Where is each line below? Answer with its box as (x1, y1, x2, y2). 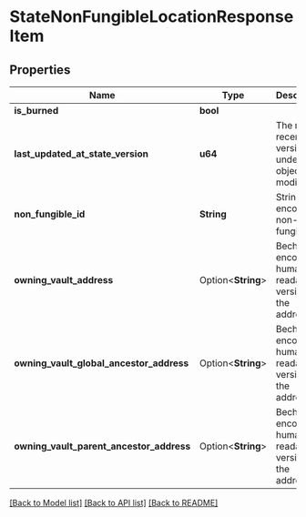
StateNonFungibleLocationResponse (9, 6, 294, 27)
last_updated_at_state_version (14, 147, 148, 160)
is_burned (14, 105, 59, 117)
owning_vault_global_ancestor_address (14, 357, 189, 370)
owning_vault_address (14, 274, 114, 286)
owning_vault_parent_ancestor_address (14, 440, 191, 452)
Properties (9, 62, 71, 77)
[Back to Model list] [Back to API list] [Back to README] (9, 498, 219, 508)
